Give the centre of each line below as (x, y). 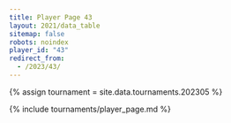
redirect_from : (37, 58)
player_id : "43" (39, 50)
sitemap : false (37, 34)
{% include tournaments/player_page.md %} (90, 109)
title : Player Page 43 (51, 17)
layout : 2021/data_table (55, 26)
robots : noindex (39, 42)
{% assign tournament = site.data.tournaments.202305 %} (116, 92)
